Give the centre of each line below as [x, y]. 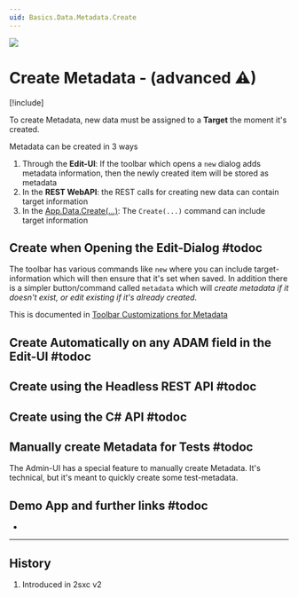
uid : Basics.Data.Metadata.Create [73, 17]
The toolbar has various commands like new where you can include [131, 269]
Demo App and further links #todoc [109, 505]
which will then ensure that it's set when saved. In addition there [170, 279]
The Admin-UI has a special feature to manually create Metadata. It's [135, 468]
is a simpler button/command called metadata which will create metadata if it [149, 288]
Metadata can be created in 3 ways [74, 146]
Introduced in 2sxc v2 [62, 584]
